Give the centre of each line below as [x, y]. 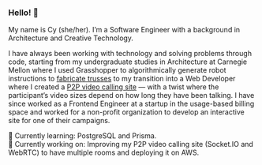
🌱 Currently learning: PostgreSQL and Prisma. [82, 136]
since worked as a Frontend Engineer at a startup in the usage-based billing [131, 104]
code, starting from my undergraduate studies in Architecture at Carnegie [128, 62]
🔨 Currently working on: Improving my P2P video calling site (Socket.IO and [131, 144]
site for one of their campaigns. [59, 121]
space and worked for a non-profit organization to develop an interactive [126, 112]
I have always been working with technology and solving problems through [130, 54]
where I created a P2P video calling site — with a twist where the [114, 87]
